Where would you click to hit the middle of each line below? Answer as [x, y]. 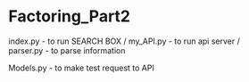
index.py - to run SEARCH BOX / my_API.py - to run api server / [124, 41]
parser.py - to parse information [67, 50]
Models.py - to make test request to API [82, 68]
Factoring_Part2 [70, 16]
